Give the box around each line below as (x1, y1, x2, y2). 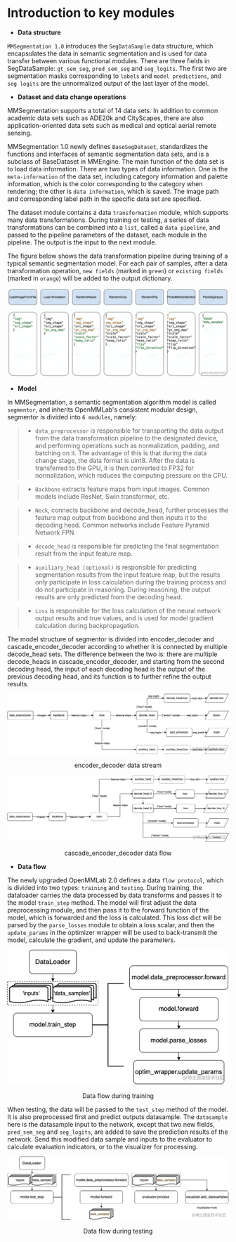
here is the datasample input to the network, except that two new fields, (7, 1120, 216, 1128)
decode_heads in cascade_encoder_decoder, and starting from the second (7, 657, 225, 665)
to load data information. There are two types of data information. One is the (7, 164, 228, 173)
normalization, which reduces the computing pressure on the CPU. (34, 471, 228, 479)
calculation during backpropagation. (34, 621, 140, 629)
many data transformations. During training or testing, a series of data (7, 216, 209, 224)
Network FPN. (34, 528, 76, 537)
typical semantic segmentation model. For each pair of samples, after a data (7, 259, 228, 268)
